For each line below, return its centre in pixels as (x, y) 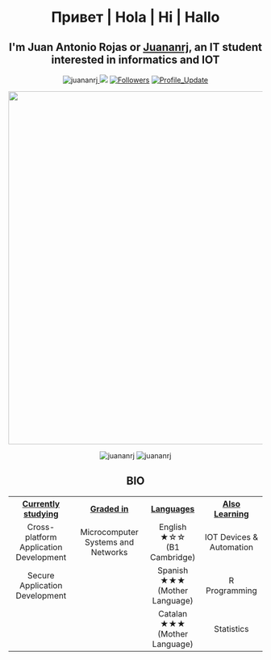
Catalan (173, 613)
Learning (231, 514)
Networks (109, 552)
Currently (41, 503)
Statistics (231, 629)
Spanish (173, 570)
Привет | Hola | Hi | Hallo (135, 17)
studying (41, 514)
